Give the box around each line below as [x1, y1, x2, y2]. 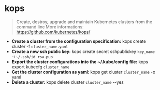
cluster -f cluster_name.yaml [11, 43, 68, 49]
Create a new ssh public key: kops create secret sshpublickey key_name [11, 49, 155, 54]
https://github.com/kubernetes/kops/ [16, 29, 90, 35]
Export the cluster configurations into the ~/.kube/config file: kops [11, 59, 148, 64]
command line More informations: [16, 24, 84, 29]
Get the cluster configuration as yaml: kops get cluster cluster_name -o [11, 69, 156, 75]
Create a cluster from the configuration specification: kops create [11, 38, 146, 44]
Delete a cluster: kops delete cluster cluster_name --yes [11, 79, 124, 85]
